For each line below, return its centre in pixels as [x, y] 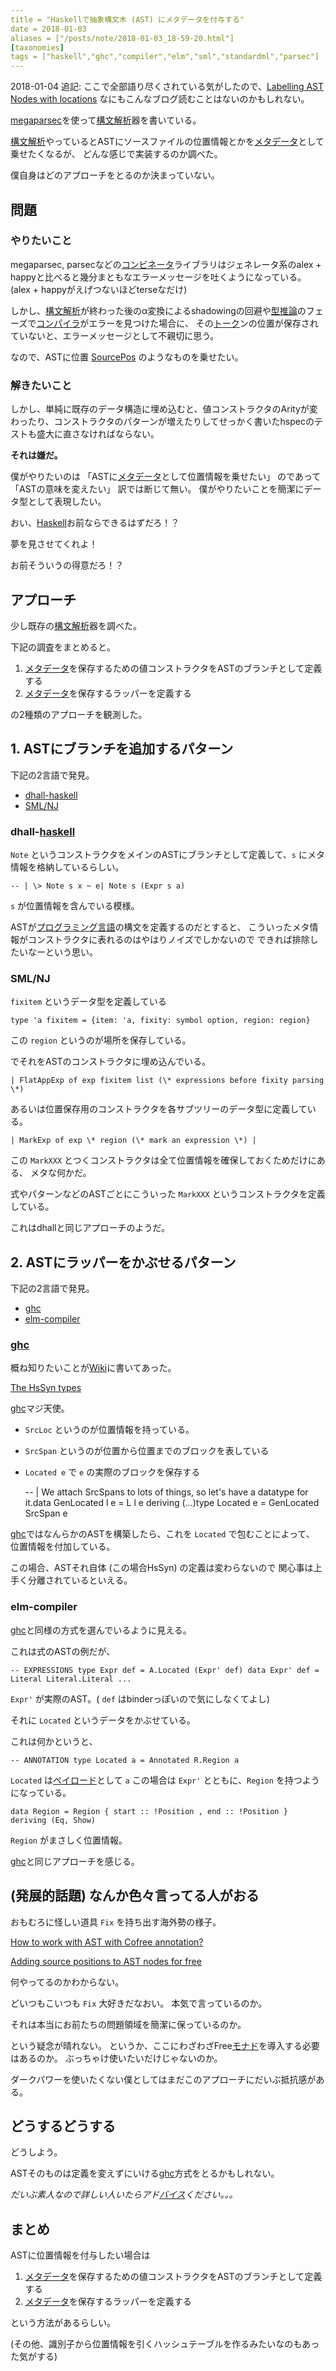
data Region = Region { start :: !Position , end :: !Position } [149, 1811]
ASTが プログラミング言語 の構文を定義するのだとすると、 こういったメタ [160, 927]
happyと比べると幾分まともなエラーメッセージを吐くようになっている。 [158, 277]
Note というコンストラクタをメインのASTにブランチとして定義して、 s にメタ [167, 855]
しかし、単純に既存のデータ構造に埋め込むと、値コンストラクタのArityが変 [164, 409]
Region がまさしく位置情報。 [69, 1840]
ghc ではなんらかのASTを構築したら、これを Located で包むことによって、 [162, 1534]
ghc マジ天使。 [40, 1408]
